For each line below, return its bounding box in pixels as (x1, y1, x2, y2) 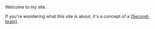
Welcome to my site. (5, 4, 47, 10)
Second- (132, 14, 150, 19)
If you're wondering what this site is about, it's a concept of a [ (5, 14, 132, 19)
